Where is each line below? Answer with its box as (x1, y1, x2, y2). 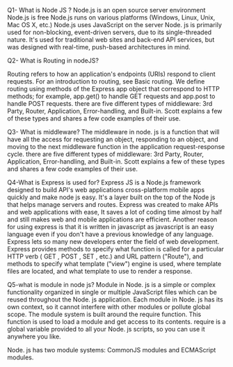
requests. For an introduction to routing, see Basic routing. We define (7, 77, 205, 86)
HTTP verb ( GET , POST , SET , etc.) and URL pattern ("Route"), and (7, 252, 204, 260)
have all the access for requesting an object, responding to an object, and (7, 135, 218, 143)
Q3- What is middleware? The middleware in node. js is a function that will (7, 128, 220, 136)
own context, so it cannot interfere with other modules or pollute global (7, 303, 211, 311)
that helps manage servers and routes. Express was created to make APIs (7, 201, 219, 208)
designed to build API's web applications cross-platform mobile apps (7, 186, 205, 194)
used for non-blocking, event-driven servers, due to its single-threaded (7, 28, 212, 36)
